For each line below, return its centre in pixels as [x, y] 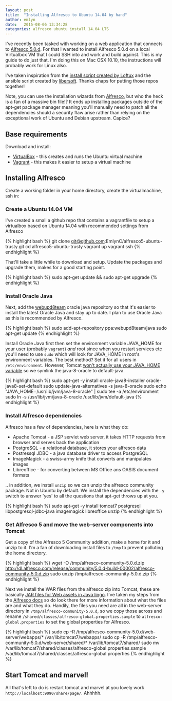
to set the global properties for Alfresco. [88, 622]
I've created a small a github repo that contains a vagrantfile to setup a [80, 221]
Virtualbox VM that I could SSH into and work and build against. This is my [84, 55]
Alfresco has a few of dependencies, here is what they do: [67, 427]
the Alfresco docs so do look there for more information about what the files [86, 600]
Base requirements [36, 134]
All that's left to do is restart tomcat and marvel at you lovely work [75, 687]
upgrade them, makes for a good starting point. [55, 268]
